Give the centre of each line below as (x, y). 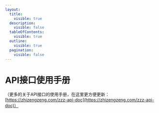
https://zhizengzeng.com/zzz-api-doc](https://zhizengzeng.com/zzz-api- (80, 100)
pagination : (22, 50)
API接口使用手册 (38, 80)
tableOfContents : (27, 32)
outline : (18, 41)
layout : (13, 9)
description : (23, 23)
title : (16, 14)
